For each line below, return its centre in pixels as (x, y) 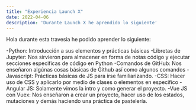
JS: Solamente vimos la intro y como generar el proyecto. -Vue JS (107, 89)
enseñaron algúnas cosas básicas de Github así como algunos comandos (96, 70)
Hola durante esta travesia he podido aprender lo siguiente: (78, 40)
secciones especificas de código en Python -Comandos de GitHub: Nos (94, 63)
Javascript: (20, 76)
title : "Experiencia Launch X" (45, 12)
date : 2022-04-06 (28, 17)
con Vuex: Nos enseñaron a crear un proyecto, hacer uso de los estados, (95, 95)
